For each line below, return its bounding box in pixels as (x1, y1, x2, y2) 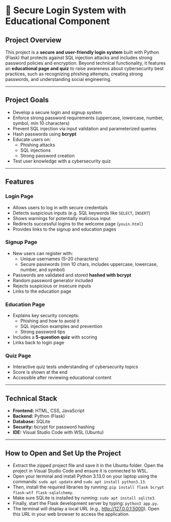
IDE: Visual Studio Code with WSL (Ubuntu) (12, 429, 104, 435)
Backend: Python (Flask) (12, 413, 65, 419)
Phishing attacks (20, 142, 55, 148)
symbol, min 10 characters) (12, 120, 70, 126)
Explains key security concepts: (12, 313, 80, 319)
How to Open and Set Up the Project (5, 449, 121, 457)
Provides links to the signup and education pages (12, 226, 117, 232)
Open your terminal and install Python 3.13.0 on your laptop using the (12, 473, 158, 479)
